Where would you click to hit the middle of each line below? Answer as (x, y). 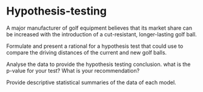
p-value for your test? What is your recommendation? (73, 70)
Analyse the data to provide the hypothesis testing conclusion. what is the (98, 64)
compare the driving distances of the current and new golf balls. (87, 52)
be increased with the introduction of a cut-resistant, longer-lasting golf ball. (101, 34)
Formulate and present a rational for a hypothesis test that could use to (95, 46)
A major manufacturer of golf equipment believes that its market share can (99, 28)
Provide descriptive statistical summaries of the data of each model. (92, 82)
